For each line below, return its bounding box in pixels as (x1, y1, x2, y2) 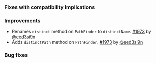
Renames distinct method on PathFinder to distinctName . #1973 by (11, 29, 151, 35)
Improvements (4, 17, 41, 24)
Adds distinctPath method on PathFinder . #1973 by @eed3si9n (11, 39, 143, 45)
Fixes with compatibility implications (4, 4, 95, 11)
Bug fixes (4, 52, 28, 59)
